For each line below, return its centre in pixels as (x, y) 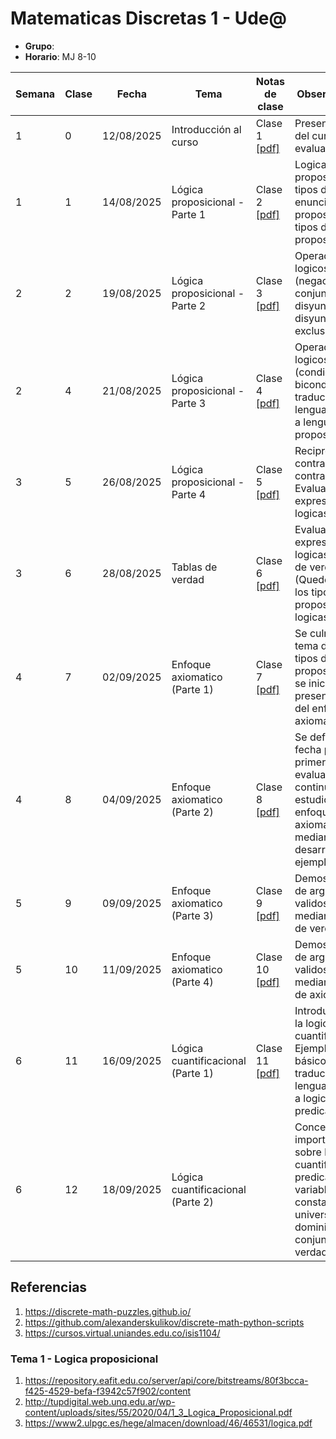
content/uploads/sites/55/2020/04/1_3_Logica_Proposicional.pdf (158, 1413)
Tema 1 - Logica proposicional (84, 1359)
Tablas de (194, 567)
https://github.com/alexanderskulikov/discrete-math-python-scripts (164, 1322)
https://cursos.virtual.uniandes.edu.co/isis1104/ (122, 1333)
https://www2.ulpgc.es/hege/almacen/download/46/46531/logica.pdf (168, 1423)
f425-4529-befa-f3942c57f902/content (108, 1391)
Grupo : (39, 46)
